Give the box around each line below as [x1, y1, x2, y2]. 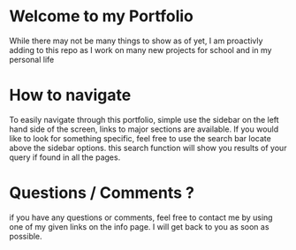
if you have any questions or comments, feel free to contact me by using [9, 212, 273, 223]
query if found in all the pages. [9, 152, 121, 163]
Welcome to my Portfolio [9, 6, 194, 27]
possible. [9, 231, 42, 241]
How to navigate [9, 86, 132, 105]
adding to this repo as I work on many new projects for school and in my [9, 44, 272, 55]
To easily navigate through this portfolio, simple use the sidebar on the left [9, 114, 280, 125]
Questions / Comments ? [9, 183, 194, 203]
